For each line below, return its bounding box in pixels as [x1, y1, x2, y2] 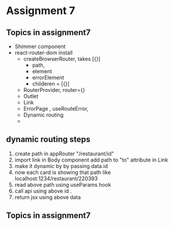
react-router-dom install [14, 49, 73, 56]
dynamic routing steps [6, 135, 91, 145]
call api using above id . [14, 187, 72, 194]
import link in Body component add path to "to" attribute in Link [14, 156, 169, 163]
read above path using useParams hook [14, 181, 112, 188]
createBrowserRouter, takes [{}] [23, 56, 101, 62]
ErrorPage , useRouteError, [23, 105, 89, 112]
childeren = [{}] [32, 80, 69, 87]
